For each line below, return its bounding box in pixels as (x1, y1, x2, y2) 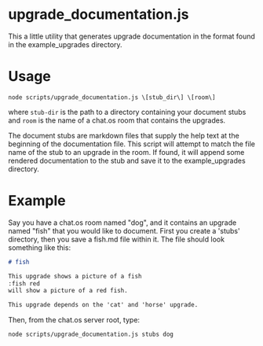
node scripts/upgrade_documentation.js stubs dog (8, 330, 174, 339)
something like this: (8, 242, 71, 252)
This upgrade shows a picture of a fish (8, 272, 143, 280)
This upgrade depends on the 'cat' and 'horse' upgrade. (8, 301, 199, 309)
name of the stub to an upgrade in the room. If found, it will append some (8, 147, 245, 156)
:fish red (8, 279, 41, 288)
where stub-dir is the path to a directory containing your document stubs (8, 107, 247, 116)
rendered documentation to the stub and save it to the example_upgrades (8, 156, 246, 165)
